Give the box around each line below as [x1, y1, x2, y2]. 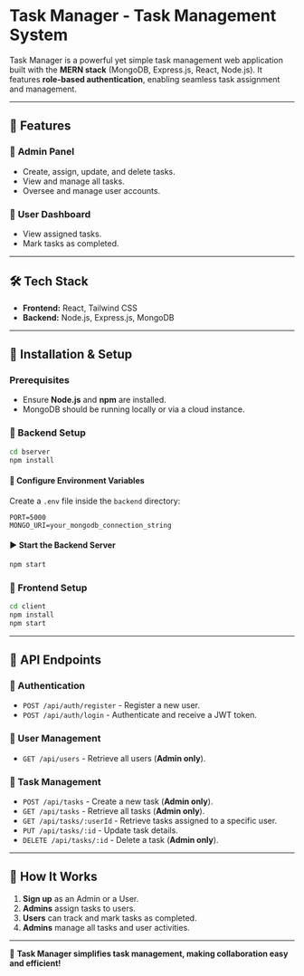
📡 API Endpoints [9, 653, 102, 668]
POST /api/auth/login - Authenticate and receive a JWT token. [22, 710, 258, 721]
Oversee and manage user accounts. [22, 185, 161, 196]
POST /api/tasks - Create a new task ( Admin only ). [22, 796, 214, 807]
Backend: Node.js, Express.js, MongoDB [22, 311, 175, 322]
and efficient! [9, 957, 62, 969]
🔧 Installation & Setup [9, 347, 133, 362]
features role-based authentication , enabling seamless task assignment [9, 73, 280, 84]
